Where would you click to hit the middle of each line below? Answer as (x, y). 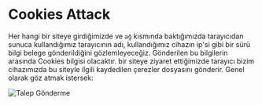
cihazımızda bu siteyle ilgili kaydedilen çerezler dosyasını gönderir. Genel (127, 69)
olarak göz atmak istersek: (51, 78)
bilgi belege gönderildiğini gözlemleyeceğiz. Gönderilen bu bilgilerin (118, 52)
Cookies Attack (59, 14)
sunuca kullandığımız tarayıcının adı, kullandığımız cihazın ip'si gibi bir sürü (129, 44)
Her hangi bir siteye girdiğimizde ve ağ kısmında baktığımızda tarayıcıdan (126, 36)
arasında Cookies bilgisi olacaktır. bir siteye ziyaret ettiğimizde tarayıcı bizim (131, 61)
